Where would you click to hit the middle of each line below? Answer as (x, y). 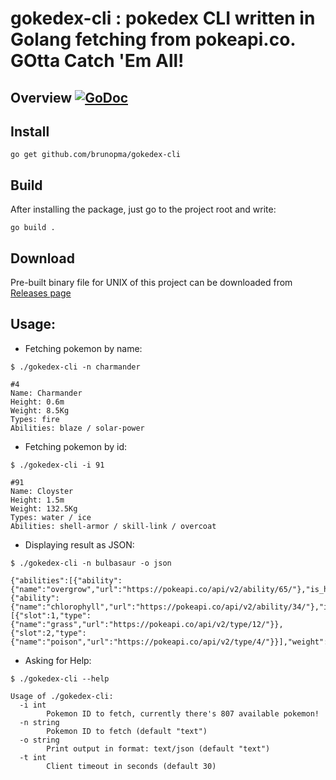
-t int (33, 757)
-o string (39, 740)
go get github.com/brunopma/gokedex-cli (96, 155)
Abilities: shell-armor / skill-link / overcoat (113, 526)
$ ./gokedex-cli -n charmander (75, 367)
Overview (41, 97)
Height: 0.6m (37, 402)
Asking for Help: (58, 660)
